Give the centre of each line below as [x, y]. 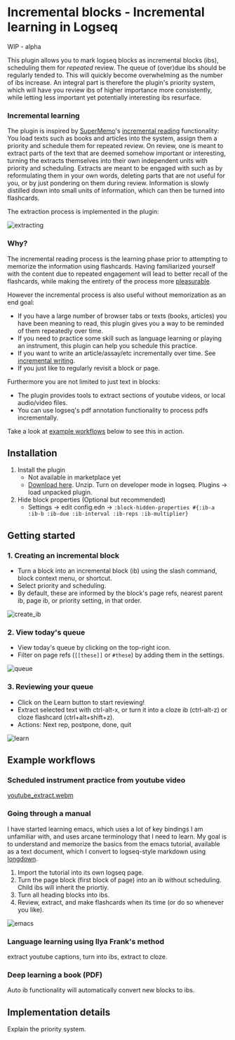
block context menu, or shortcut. [65, 578]
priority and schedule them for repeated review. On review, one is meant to [115, 146]
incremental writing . [46, 360]
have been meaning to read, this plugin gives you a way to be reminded [121, 323]
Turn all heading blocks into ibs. [63, 895]
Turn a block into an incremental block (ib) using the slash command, [117, 571]
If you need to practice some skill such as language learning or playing [120, 338]
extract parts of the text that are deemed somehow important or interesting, [116, 153]
